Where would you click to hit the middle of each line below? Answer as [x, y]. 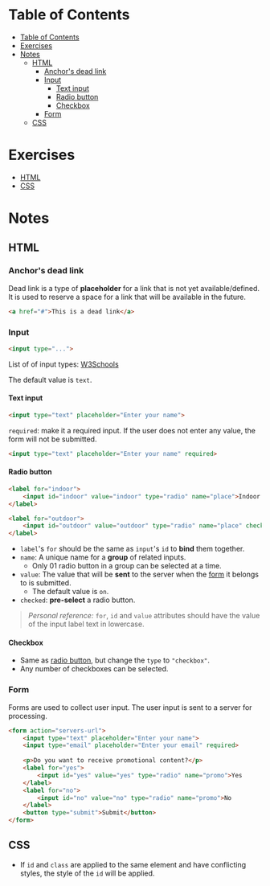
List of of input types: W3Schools [63, 364]
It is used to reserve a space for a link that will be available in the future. [127, 297]
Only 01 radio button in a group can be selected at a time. [127, 566]
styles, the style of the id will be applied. [87, 873]
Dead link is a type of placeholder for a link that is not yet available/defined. [134, 288]
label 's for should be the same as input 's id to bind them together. [132, 549]
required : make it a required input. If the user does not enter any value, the [132, 430]
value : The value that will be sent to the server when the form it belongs [139, 574]
